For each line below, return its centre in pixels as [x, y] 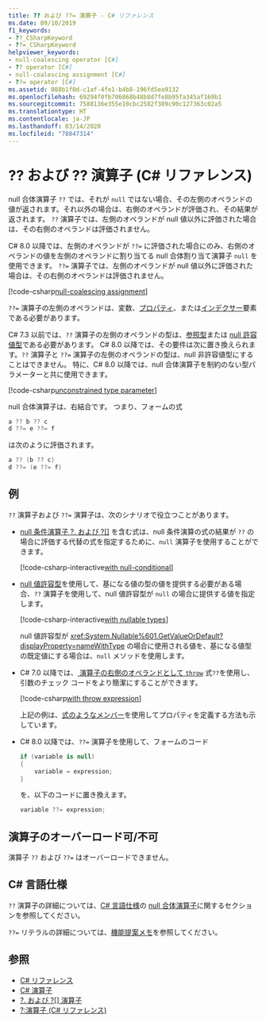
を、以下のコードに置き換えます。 [75, 795]
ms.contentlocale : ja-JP [49, 119]
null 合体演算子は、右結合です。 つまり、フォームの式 [95, 407]
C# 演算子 [36, 990]
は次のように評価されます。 [53, 445]
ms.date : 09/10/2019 [42, 23]
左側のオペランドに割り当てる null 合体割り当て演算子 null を [157, 256]
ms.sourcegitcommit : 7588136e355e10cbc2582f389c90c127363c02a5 [115, 104]
